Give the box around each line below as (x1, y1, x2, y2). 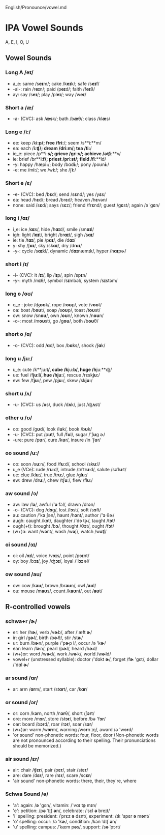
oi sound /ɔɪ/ (5, 541, 38, 549)
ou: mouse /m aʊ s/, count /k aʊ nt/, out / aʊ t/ (12, 588, 103, 594)
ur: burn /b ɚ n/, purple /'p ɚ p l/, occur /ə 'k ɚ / (12, 640, 106, 646)
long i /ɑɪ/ (5, 215, 30, 222)
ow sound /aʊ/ (5, 571, 42, 578)
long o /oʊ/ (5, 290, 33, 297)
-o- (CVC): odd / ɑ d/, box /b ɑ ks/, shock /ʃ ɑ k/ (12, 342, 106, 348)
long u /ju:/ (5, 355, 33, 362)
